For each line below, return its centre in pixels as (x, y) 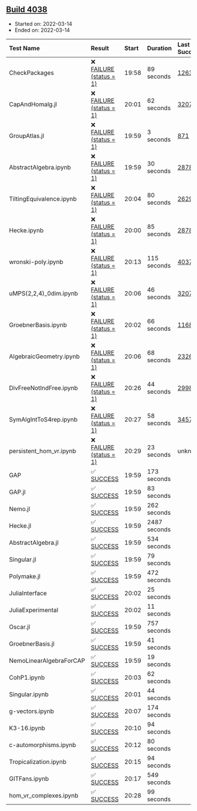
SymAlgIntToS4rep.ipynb (43, 419)
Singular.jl (23, 559)
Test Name (24, 48)
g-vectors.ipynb (32, 711)
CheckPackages (32, 73)
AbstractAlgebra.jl (34, 542)
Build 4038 (27, 10)
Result (100, 48)
